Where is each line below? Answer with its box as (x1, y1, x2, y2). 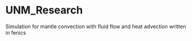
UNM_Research (5, 4, 83, 17)
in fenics (5, 29, 26, 36)
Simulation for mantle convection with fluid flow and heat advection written (5, 23, 187, 30)
